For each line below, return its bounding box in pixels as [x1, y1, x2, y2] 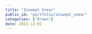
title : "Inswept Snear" [5, 7, 56, 12]
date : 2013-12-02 [5, 21, 42, 26]
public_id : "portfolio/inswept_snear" [5, 12, 87, 17]
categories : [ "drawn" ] [5, 16, 53, 21]
